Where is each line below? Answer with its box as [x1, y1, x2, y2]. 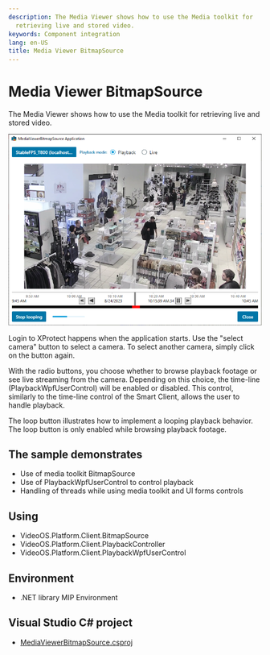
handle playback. [8, 400, 66, 410]
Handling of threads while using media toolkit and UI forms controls [19, 486, 243, 495]
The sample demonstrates [8, 448, 143, 462]
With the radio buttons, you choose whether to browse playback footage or [8, 366, 257, 375]
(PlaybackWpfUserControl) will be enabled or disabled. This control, [8, 383, 234, 392]
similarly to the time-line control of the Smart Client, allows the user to [8, 392, 240, 401]
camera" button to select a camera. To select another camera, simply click [8, 342, 255, 351]
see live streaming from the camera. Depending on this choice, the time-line [8, 375, 260, 384]
